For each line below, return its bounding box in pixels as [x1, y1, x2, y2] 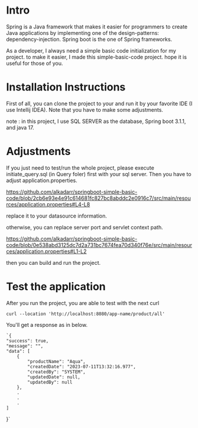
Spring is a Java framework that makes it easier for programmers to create [6, 23, 188, 30]
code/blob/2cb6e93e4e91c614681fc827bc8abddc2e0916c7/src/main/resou [6, 194, 191, 202]
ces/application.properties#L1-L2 [6, 248, 87, 255]
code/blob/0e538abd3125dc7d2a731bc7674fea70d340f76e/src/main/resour [6, 241, 193, 248]
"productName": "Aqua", [27, 358, 86, 364]
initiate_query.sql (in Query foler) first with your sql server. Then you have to [6, 170, 191, 177]
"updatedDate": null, [27, 374, 81, 380]
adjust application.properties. [6, 177, 78, 184]
